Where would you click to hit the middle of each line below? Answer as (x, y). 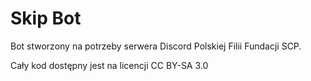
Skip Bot (46, 18)
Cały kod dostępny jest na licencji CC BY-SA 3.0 (109, 65)
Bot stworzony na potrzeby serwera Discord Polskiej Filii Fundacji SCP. (156, 46)
